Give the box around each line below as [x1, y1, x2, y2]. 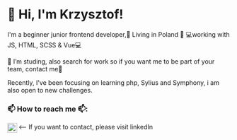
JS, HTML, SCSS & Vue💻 [7, 40, 82, 49]
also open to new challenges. [7, 86, 93, 94]
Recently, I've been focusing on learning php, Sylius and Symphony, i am [7, 78, 219, 87]
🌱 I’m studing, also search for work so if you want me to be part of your [7, 57, 215, 66]
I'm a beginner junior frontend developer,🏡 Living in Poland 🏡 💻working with [7, 30, 230, 38]
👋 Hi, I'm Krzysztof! [7, 6, 124, 23]
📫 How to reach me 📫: [7, 104, 88, 114]
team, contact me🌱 [7, 64, 63, 73]
